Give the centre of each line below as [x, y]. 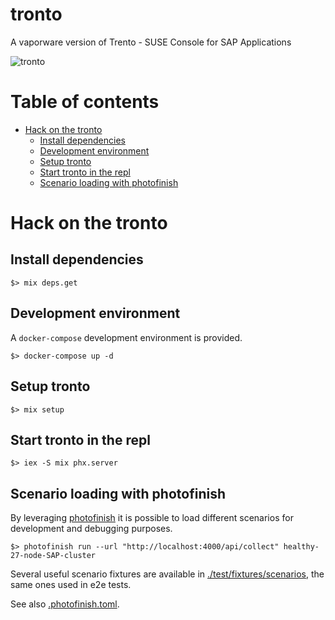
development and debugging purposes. [91, 529]
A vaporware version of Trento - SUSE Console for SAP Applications [151, 42]
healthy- [301, 547]
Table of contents [85, 102]
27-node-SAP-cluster [53, 556]
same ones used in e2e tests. [71, 585]
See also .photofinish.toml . [65, 604]
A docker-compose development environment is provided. [126, 337]
